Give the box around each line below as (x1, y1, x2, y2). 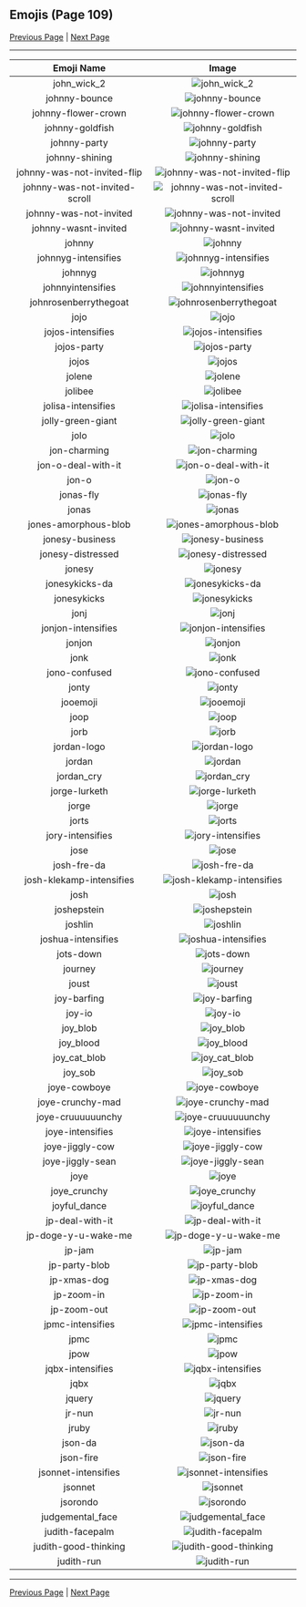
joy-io (66, 1006, 93, 1019)
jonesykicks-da (45, 577, 114, 590)
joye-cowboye (47, 1080, 111, 1093)
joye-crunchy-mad (37, 1096, 121, 1108)
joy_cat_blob (53, 1051, 107, 1064)
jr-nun (65, 1406, 94, 1419)
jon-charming (49, 444, 109, 457)
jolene (66, 369, 93, 382)
